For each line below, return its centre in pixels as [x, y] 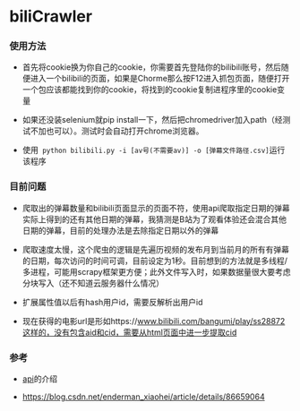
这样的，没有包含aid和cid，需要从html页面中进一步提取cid [129, 332]
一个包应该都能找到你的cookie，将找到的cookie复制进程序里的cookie [150, 90]
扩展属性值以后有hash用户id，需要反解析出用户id [112, 302]
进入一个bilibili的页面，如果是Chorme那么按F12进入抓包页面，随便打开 [160, 79]
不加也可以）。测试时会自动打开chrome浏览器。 [117, 131]
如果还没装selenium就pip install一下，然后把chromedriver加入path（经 [152, 120]
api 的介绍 [40, 379]
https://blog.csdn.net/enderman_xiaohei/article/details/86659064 [144, 397]
